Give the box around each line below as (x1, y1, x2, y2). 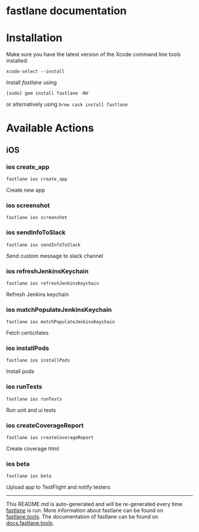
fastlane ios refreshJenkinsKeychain (6, 280, 99, 286)
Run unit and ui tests (6, 407, 56, 414)
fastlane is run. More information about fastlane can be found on (6, 507, 163, 514)
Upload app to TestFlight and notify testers (6, 483, 111, 491)
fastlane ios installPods (6, 357, 70, 363)
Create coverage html (6, 445, 59, 452)
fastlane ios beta (6, 473, 52, 479)
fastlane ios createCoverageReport (6, 435, 94, 441)
